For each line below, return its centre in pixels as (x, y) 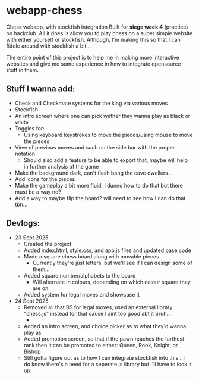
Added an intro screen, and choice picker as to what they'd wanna (105, 326)
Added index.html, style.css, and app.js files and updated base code (107, 250)
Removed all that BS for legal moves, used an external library (98, 307)
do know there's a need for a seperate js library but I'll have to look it (108, 364)
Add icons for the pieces (45, 179)
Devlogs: (23, 223)
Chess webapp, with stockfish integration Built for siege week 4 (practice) (97, 27)
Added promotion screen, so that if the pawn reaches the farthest (104, 339)
